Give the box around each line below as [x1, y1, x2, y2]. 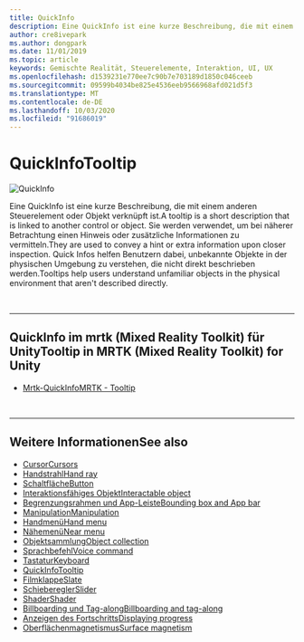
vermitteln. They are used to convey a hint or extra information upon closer [9, 239, 287, 250]
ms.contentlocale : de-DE [9, 97, 103, 107]
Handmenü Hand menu [22, 516, 107, 527]
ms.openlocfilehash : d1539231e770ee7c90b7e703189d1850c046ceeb [9, 72, 253, 81]
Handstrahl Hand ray [22, 468, 98, 479]
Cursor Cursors [22, 458, 79, 469]
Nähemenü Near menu [22, 526, 106, 537]
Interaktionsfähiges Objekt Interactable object [22, 487, 192, 498]
